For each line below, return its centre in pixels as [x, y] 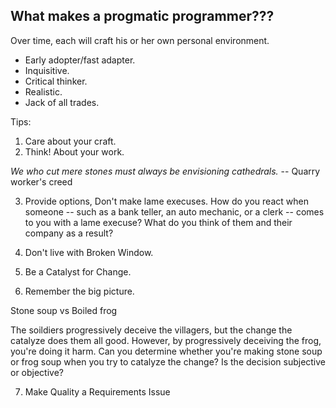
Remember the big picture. [79, 291]
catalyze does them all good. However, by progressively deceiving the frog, [166, 340]
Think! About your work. [74, 151]
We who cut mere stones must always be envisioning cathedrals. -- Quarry [165, 171]
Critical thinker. [56, 81]
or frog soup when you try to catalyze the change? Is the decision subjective [168, 361]
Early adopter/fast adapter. [80, 60]
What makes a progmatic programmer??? [142, 16]
